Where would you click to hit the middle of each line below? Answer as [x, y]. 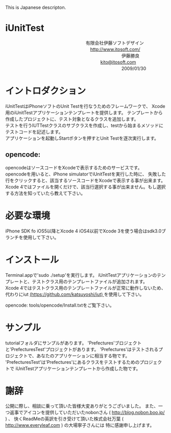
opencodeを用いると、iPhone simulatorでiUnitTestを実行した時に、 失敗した [86, 174]
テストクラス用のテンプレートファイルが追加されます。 [90, 282]
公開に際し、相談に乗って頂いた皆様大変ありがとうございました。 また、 [82, 406]
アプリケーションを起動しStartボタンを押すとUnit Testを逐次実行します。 [82, 138]
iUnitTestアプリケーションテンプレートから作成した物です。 [78, 369]
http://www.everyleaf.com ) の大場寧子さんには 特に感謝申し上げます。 [80, 425]
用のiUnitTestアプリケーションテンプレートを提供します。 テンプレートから [84, 113]
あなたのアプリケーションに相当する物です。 [83, 356]
